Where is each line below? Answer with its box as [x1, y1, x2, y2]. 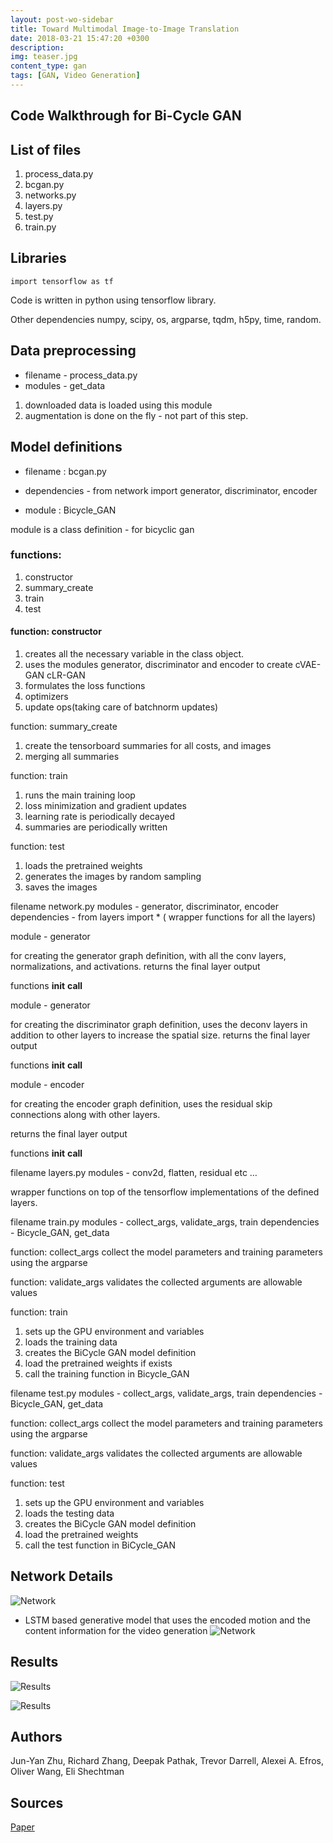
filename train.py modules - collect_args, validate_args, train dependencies [10, 1216, 320, 1228]
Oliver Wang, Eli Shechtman [10, 1766, 125, 1778]
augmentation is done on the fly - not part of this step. [24, 409, 249, 421]
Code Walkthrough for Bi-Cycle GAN [10, 107, 242, 125]
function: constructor [10, 626, 102, 638]
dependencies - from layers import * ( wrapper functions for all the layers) [10, 911, 317, 923]
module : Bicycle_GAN [24, 504, 117, 516]
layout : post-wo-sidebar [10, 14, 114, 25]
